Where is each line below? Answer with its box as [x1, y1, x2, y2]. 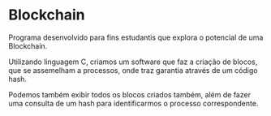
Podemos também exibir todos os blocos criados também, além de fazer [8, 89, 252, 99]
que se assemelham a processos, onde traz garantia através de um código [8, 65, 258, 75]
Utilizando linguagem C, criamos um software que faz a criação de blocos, [8, 57, 258, 67]
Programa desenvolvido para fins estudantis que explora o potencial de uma [8, 32, 264, 42]
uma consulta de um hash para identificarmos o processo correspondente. [8, 98, 259, 108]
